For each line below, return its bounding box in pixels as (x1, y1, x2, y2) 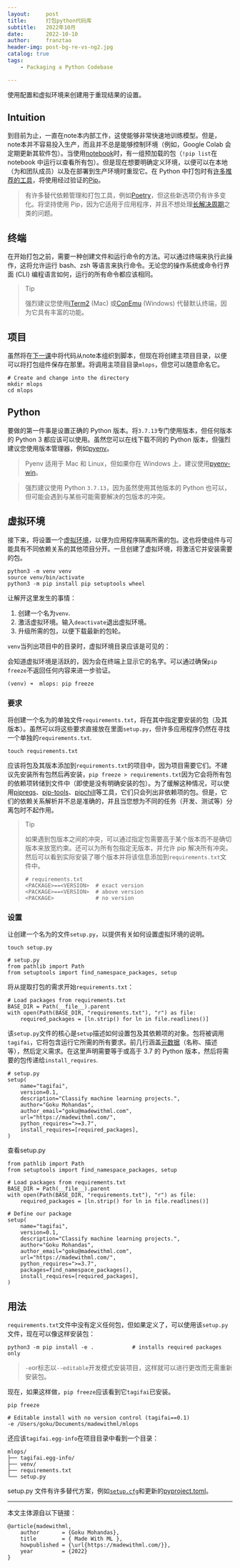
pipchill (74, 787, 96, 797)
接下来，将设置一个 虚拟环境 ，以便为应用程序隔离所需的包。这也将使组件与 (7, 535, 226, 544)
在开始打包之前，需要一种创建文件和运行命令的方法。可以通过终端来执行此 (7, 252, 226, 261)
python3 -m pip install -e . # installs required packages (7, 1344, 222, 1351)
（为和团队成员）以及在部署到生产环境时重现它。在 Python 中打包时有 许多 (7, 167, 226, 176)
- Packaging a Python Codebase (20, 64, 114, 71)
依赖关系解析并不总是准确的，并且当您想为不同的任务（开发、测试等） (19, 797, 226, 805)
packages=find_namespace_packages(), (20, 1267, 133, 1274)
